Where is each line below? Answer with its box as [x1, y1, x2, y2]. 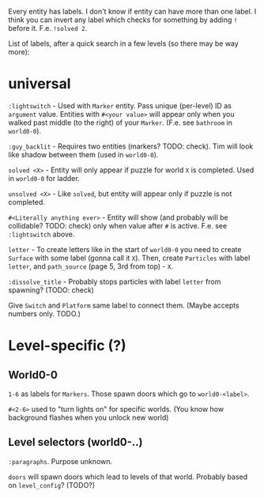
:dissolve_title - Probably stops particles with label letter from [8, 277, 221, 286]
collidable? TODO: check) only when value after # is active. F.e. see [8, 221, 228, 230]
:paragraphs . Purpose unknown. [8, 456, 113, 466]
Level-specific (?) [8, 337, 126, 355]
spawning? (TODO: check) [8, 285, 95, 295]
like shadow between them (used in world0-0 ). [8, 149, 159, 159]
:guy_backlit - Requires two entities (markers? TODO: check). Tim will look [8, 141, 254, 151]
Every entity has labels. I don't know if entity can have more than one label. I [8, 7, 257, 16]
